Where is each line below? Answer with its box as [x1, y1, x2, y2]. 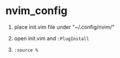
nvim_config [5, 4, 68, 18]
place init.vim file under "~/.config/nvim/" [14, 23, 115, 30]
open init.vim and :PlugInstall [14, 35, 89, 42]
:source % [14, 47, 39, 53]
